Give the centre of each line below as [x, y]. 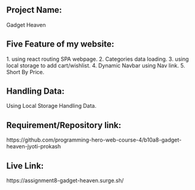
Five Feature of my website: [60, 44]
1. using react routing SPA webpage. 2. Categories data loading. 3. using [97, 59]
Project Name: [34, 10]
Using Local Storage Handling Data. [52, 106]
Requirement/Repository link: [64, 125]
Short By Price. [25, 72]
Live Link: [25, 166]
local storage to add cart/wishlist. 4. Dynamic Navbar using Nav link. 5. [96, 65]
